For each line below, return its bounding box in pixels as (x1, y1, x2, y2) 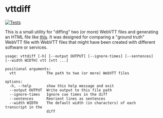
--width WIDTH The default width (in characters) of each (9, 101, 136, 105)
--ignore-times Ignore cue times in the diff (9, 92, 108, 97)
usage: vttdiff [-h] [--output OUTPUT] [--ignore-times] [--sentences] (5, 53, 153, 59)
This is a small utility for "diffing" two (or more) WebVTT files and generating (5, 29, 159, 34)
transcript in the (5, 104, 42, 110)
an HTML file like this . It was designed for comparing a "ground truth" (5, 34, 145, 40)
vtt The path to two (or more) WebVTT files (9, 70, 130, 76)
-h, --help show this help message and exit (9, 84, 114, 88)
